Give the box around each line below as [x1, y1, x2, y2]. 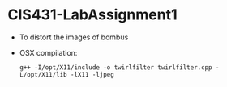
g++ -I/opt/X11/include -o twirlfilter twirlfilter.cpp [19, 63, 212, 72]
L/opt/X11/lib [19, 70, 67, 78]
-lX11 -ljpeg [71, 70, 114, 78]
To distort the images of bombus [19, 32, 129, 42]
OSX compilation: [19, 48, 78, 57]
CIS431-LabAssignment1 [7, 6, 178, 24]
